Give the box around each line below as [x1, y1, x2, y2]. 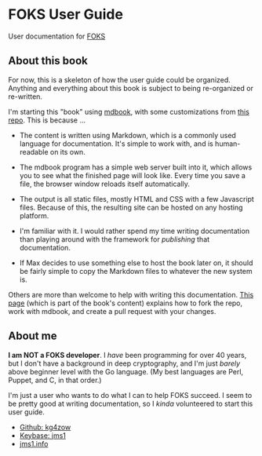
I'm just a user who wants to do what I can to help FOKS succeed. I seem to [8, 390, 253, 399]
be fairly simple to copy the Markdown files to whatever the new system [19, 266, 253, 275]
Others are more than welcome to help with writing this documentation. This [8, 290, 254, 299]
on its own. [49, 147, 86, 156]
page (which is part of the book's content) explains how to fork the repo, [8, 298, 243, 308]
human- [214, 139, 241, 148]
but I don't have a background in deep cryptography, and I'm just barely [8, 359, 241, 368]
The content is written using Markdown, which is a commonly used [19, 130, 237, 140]
